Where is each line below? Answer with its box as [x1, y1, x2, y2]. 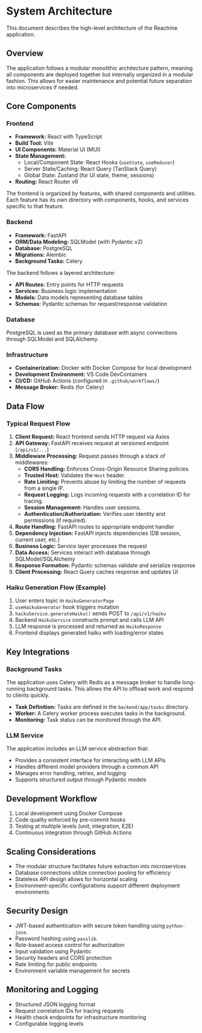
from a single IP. [24, 484, 65, 492]
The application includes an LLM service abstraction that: [6, 745, 149, 752]
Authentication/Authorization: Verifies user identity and [24, 510, 166, 518]
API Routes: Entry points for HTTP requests [14, 280, 124, 288]
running [6, 685, 26, 692]
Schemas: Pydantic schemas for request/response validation [14, 300, 168, 307]
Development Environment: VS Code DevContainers [14, 371, 147, 378]
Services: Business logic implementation [14, 287, 118, 294]
